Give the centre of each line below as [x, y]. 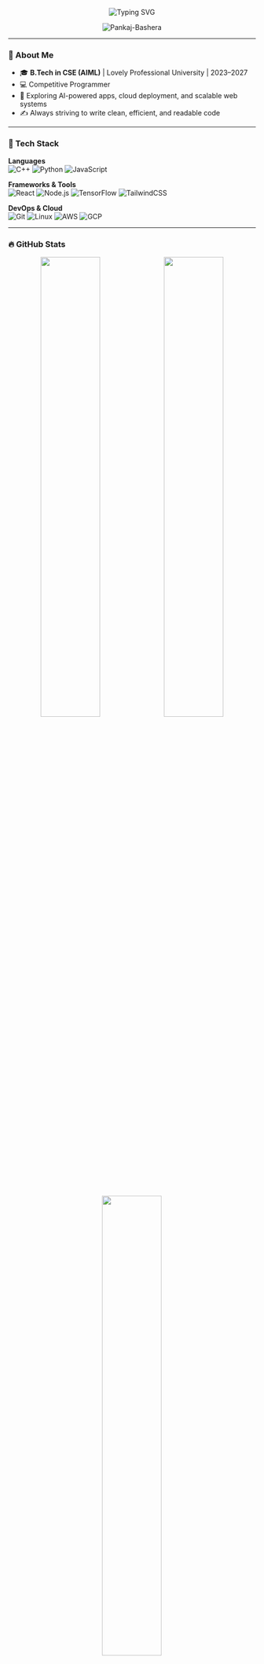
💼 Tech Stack [34, 144]
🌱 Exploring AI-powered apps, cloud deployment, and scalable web [128, 96]
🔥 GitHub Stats [37, 244]
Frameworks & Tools [42, 184]
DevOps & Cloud [35, 208]
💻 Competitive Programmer [65, 84]
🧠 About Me [31, 55]
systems [33, 104]
